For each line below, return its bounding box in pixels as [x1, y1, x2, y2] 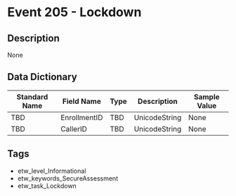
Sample [193, 92, 220, 102]
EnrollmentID [60, 112, 103, 122]
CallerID [60, 124, 88, 133]
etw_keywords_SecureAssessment [17, 174, 118, 183]
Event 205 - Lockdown [7, 4, 142, 20]
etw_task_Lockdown [17, 181, 77, 190]
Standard [16, 92, 48, 102]
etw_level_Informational [17, 166, 86, 175]
